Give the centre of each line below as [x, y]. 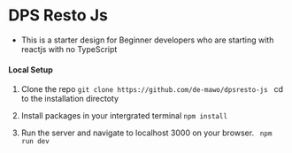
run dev [35, 142]
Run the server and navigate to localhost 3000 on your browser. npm [146, 133]
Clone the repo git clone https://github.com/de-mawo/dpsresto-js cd [152, 89]
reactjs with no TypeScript [69, 49]
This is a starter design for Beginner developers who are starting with [147, 40]
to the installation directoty [70, 99]
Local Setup [31, 69]
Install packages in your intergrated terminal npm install [124, 116]
